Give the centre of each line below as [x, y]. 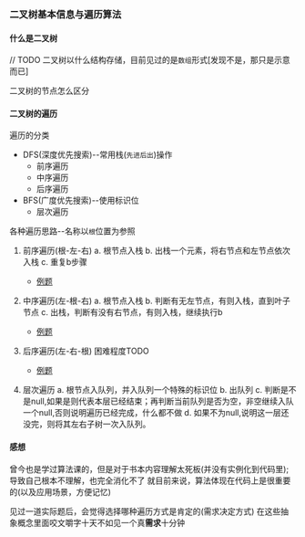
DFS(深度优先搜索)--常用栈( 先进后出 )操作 [97, 155]
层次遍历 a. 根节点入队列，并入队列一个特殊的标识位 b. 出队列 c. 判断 [151, 390]
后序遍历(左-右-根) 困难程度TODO [86, 351]
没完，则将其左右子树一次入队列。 [86, 424]
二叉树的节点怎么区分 [49, 91]
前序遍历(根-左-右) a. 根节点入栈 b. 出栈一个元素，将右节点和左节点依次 [157, 251]
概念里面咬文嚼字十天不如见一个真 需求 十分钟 [101, 522]
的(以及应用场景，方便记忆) [61, 491]
